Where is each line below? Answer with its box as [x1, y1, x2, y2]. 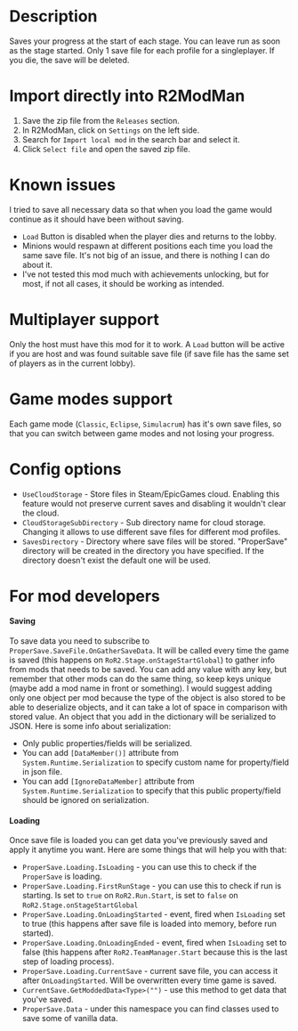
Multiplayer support [9, 310, 160, 329]
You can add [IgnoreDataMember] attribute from [21, 776, 195, 787]
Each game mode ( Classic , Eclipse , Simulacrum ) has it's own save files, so [9, 418, 282, 429]
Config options [9, 459, 122, 479]
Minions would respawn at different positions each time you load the [21, 240, 273, 251]
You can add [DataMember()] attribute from [21, 748, 180, 759]
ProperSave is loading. [21, 871, 102, 882]
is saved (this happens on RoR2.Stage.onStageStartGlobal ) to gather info [9, 654, 276, 665]
